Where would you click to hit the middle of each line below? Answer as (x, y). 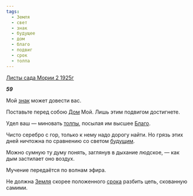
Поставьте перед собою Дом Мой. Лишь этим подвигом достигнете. (93, 112)
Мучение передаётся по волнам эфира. (56, 170)
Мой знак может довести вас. (44, 100)
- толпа (21, 61)
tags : (13, 11)
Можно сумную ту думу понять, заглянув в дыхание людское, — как (93, 152)
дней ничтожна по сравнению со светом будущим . (71, 141)
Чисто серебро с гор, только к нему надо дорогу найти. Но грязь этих (95, 134)
